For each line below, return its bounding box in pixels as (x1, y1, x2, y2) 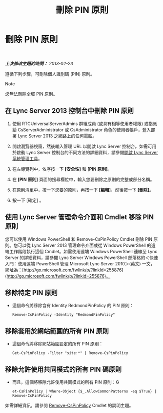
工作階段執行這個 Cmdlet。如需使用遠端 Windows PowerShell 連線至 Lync (9, 248, 158, 254)
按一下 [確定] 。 (12, 197, 44, 203)
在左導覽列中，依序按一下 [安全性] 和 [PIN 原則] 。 (12, 166, 112, 172)
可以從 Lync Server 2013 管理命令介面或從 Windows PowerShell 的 (18, 242, 151, 248)
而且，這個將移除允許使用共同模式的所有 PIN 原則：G (12, 379, 120, 385)
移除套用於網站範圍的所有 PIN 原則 (5, 327, 109, 335)
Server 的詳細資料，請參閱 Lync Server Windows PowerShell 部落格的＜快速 (5, 255, 158, 260)
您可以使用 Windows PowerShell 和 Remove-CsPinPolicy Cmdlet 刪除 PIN (5, 236, 153, 242)
